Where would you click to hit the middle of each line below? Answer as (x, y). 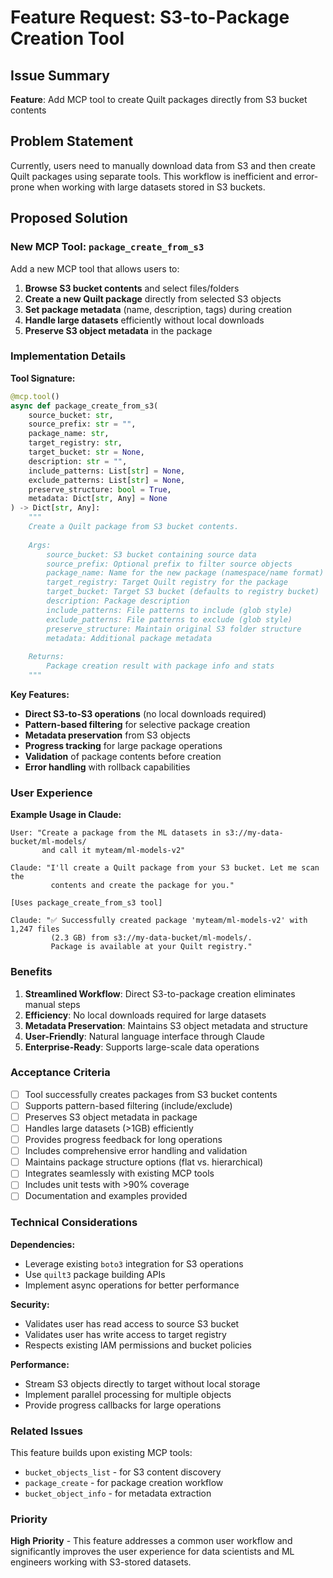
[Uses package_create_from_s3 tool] (86, 903)
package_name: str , (69, 434)
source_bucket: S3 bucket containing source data (151, 554)
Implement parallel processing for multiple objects (128, 1394)
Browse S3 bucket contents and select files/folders (132, 288)
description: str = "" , (78, 461)
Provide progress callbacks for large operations (123, 1405)
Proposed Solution (69, 218)
